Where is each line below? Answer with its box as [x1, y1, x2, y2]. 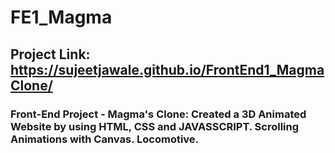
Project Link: [10, 46, 91, 63]
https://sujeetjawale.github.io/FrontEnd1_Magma [10, 61, 325, 78]
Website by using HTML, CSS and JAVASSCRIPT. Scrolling [10, 119, 300, 133]
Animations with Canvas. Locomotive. [10, 132, 200, 146]
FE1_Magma [10, 6, 113, 29]
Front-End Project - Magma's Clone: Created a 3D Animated [10, 107, 307, 121]
